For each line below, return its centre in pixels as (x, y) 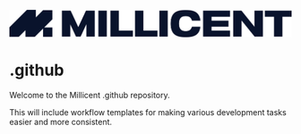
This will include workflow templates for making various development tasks (148, 112)
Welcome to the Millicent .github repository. (90, 95)
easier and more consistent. (61, 121)
